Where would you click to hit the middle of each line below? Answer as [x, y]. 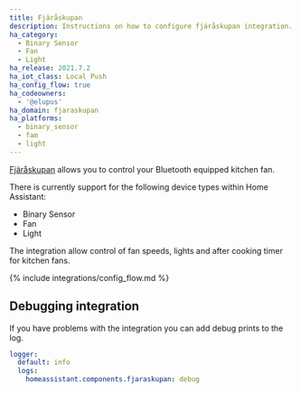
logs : [28, 371]
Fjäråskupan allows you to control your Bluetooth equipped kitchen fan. [142, 169]
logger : [24, 354]
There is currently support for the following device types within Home [139, 187]
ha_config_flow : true [50, 85]
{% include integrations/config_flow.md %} [89, 277]
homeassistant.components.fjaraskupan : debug [113, 379]
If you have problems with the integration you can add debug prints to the [146, 328]
